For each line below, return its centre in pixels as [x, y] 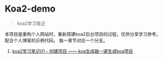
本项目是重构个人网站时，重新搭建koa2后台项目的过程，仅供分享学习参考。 [83, 34]
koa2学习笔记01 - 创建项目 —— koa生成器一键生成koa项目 [72, 51]
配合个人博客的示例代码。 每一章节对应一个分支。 [56, 40]
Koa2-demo [30, 9]
